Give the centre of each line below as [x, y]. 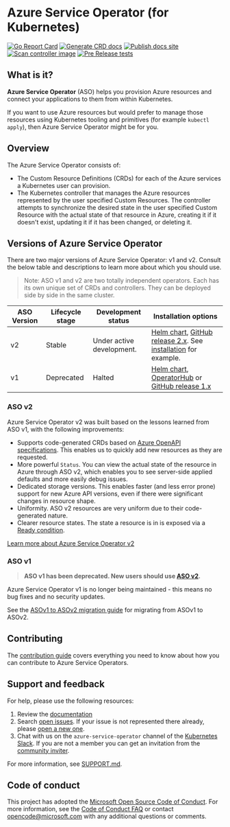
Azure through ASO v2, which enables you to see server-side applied [115, 471]
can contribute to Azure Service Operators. [68, 662]
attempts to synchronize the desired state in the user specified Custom [117, 207]
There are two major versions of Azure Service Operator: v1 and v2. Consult [114, 260]
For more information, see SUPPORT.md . [65, 764]
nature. [58, 515]
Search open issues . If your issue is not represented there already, [111, 721]
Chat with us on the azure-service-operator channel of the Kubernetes [117, 736]
